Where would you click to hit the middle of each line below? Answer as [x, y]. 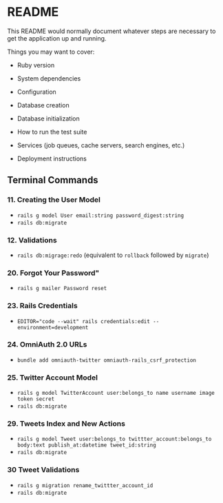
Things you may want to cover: [51, 52]
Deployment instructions [52, 158]
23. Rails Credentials [42, 306]
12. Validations [32, 240]
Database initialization [49, 119]
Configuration [36, 92]
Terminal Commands [53, 180]
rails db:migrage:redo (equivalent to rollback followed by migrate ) [113, 255]
